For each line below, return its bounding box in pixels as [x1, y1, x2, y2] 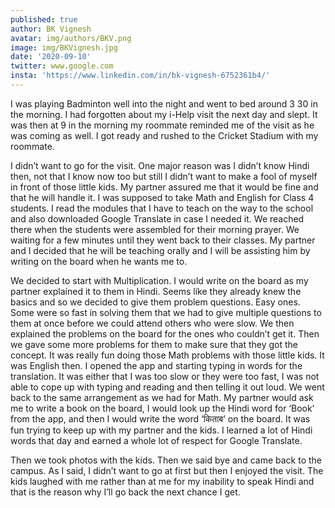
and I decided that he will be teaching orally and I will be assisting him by [10, 244, 311, 256]
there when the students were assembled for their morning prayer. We [10, 223, 300, 235]
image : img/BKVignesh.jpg [10, 42, 118, 53]
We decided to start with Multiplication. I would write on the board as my [10, 274, 309, 286]
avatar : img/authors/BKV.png [10, 33, 132, 43]
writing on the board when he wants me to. [10, 255, 188, 267]
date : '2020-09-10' [10, 52, 92, 62]
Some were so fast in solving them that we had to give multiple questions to [10, 306, 322, 318]
